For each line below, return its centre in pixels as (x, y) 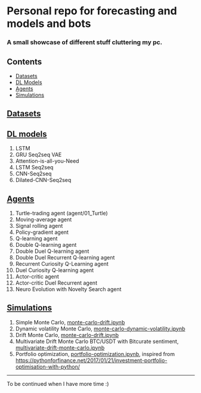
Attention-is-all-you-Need (47, 161)
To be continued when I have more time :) (58, 383)
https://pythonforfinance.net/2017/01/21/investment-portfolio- (91, 360)
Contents (24, 62)
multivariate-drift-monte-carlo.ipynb (60, 348)
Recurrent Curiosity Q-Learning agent (62, 264)
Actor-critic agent (37, 276)
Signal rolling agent (39, 225)
